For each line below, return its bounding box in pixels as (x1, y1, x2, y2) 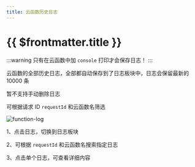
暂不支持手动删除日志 (6, 90, 60, 97)
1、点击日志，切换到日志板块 (6, 128, 78, 135)
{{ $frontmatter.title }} (6, 35, 122, 49)
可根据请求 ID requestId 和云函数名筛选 (6, 103, 106, 110)
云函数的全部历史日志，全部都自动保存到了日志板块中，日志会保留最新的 (6, 69, 189, 76)
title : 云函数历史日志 (6, 9, 58, 15)
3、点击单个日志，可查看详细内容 (6, 154, 91, 161)
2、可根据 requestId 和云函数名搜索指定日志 (6, 141, 118, 148)
